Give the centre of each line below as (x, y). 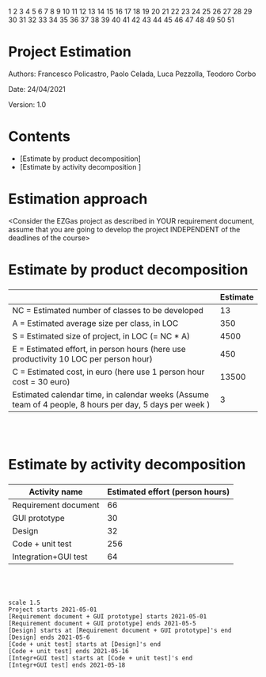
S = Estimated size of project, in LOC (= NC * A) (101, 336)
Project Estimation (70, 52)
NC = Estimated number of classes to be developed (108, 310)
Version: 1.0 (27, 104)
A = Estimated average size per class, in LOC (95, 323)
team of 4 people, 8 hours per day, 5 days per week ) (111, 404)
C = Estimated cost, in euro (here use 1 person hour (108, 372)
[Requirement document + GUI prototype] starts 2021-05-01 (108, 616)
